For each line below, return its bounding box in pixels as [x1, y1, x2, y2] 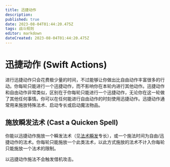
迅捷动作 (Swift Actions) [5, 59, 107, 71]
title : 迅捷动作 [5, 7, 36, 13]
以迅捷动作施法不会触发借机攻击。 [5, 156, 76, 162]
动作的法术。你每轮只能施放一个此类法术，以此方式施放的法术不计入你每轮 [9, 139, 165, 145]
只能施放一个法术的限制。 [5, 145, 59, 151]
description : [5, 12, 33, 17]
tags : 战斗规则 [5, 26, 34, 31]
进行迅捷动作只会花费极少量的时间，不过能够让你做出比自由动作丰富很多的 [5, 76, 160, 82]
